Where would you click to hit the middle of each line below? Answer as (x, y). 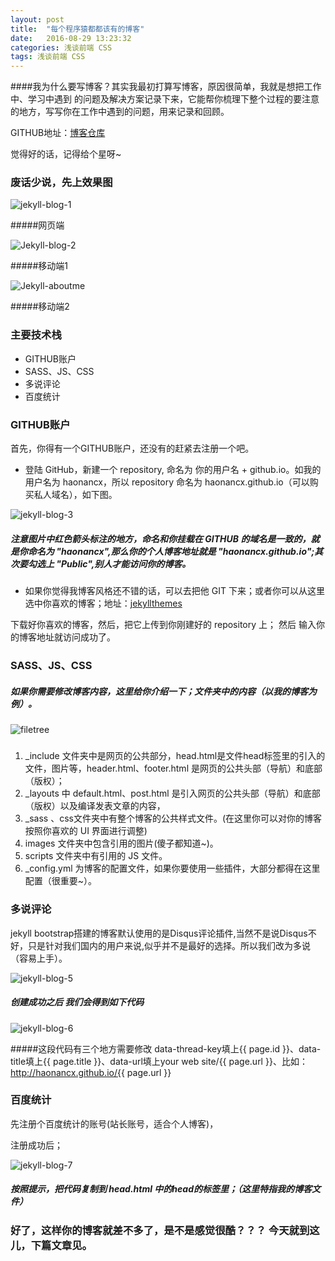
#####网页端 (37, 225)
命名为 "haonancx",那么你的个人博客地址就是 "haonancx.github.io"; (171, 551)
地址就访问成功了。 (76, 637)
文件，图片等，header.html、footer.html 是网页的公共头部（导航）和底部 (173, 768)
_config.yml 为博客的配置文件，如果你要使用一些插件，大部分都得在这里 (172, 868)
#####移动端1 (39, 266)
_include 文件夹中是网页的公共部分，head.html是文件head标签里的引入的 (175, 756)
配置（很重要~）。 (61, 881)
